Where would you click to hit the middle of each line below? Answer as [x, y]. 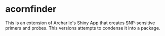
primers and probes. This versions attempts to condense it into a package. [83, 28]
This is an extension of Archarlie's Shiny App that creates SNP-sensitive [80, 23]
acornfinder [31, 9]
